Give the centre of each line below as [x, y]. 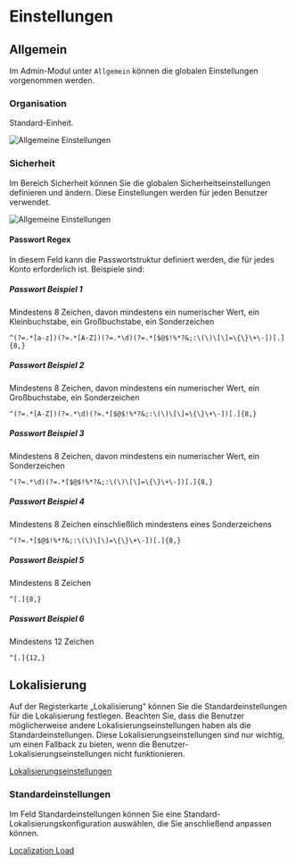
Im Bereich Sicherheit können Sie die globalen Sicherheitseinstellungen [140, 183]
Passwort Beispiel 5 [47, 560]
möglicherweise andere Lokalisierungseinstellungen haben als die [130, 726]
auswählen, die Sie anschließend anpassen [192, 823]
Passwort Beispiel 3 [47, 433]
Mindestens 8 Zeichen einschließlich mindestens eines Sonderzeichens [140, 524]
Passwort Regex [40, 239]
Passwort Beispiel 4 [47, 501]
